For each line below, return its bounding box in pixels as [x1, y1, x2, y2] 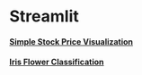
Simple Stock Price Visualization [9, 36, 133, 46]
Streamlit [9, 6, 79, 27]
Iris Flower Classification [9, 56, 105, 68]
